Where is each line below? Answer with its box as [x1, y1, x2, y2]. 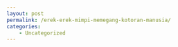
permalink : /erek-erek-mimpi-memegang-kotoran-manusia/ [6, 17, 171, 23]
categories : [6, 23, 41, 30]
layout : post [6, 10, 44, 17]
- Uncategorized [19, 29, 66, 37]
